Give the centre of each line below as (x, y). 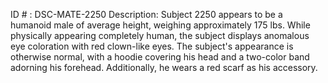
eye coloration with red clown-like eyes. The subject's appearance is (152, 46)
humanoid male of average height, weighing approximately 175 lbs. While (160, 25)
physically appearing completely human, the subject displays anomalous (160, 35)
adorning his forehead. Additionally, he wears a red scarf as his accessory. (164, 67)
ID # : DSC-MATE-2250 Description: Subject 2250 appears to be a (146, 14)
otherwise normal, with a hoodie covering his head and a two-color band (160, 57)
